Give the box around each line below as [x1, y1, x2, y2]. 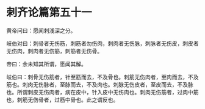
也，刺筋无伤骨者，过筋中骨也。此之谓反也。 [6, 96, 119, 104]
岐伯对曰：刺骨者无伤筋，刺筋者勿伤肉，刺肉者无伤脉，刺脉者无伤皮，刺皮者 [6, 40, 199, 47]
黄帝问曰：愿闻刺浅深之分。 [6, 27, 76, 34]
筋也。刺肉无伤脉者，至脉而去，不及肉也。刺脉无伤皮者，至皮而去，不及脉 [6, 80, 193, 88]
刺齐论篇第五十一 [6, 5, 93, 19]
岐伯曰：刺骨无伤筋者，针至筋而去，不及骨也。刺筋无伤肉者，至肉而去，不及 [6, 73, 199, 80]
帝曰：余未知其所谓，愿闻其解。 [6, 60, 87, 68]
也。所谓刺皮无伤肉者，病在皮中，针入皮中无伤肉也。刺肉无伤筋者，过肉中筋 [6, 88, 199, 96]
